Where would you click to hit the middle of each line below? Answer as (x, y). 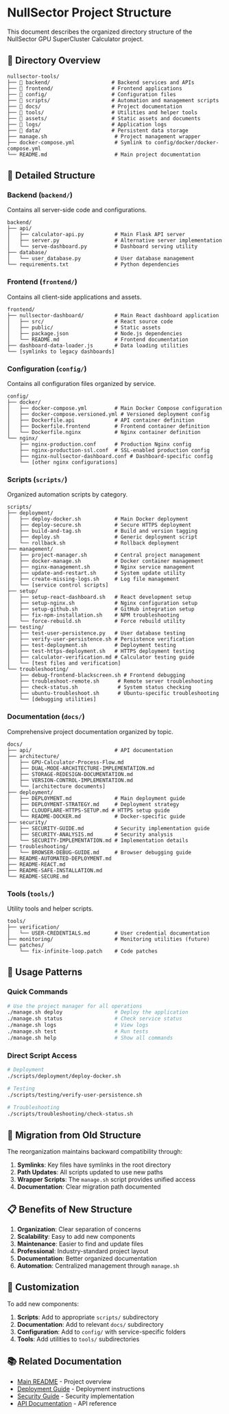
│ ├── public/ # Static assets (84, 328)
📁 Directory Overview (54, 61)
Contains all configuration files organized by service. (82, 384)
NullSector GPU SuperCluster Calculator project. (75, 38)
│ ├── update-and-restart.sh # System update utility (96, 573)
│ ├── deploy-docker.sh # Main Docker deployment (98, 519)
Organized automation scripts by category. (68, 494)
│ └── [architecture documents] (57, 786)
